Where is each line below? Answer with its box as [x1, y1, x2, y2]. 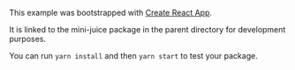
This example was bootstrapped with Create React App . [9, 8, 213, 17]
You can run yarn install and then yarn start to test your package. [9, 51, 258, 60]
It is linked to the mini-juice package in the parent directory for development [9, 24, 286, 34]
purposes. [9, 34, 47, 44]
